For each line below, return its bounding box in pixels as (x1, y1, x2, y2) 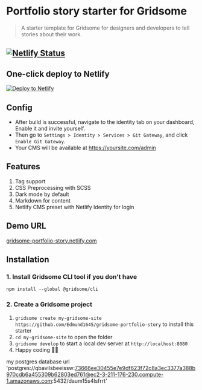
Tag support (14, 177, 46, 185)
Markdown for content (14, 197, 71, 204)
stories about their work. (21, 30, 83, 37)
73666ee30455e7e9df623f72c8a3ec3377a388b (74, 364, 196, 371)
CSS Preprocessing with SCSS (14, 184, 92, 191)
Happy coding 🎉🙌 (14, 346, 59, 353)
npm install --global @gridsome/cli (6, 286, 98, 293)
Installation (6, 254, 49, 264)
